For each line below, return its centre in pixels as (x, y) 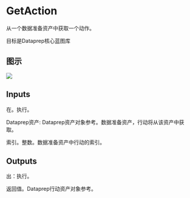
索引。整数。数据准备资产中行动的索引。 (56, 142)
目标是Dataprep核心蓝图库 (38, 40)
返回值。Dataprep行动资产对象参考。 (51, 189)
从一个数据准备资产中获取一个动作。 (50, 28)
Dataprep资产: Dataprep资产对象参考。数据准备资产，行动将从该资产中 (93, 122)
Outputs (22, 161)
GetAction (32, 11)
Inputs (18, 94)
